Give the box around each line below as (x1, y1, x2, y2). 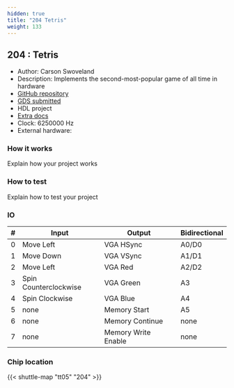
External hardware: (17, 127, 72, 135)
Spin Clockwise (22, 293, 73, 303)
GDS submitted (17, 97, 61, 105)
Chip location (7, 357, 54, 366)
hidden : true (7, 10, 45, 17)
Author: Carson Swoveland (17, 67, 95, 76)
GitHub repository (17, 90, 69, 98)
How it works (7, 144, 53, 154)
